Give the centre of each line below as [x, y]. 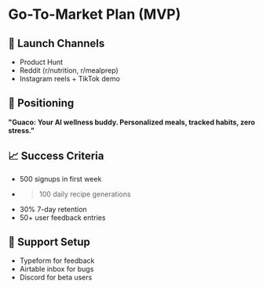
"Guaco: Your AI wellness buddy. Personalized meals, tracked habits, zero [131, 122]
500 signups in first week [60, 178]
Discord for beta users [56, 277]
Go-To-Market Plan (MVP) [95, 14]
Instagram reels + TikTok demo [69, 79]
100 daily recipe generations [85, 194]
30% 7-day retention [53, 209]
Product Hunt [41, 62]
